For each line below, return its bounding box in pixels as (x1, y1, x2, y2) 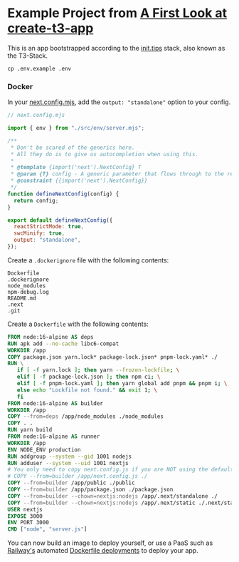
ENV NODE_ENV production (7, 446, 81, 454)
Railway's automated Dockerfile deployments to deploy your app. (7, 546, 198, 555)
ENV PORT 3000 (7, 519, 50, 526)
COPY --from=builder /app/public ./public (7, 479, 135, 486)
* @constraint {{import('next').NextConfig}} (10, 177, 148, 185)
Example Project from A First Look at (7, 5, 228, 21)
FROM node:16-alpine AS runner (7, 433, 100, 440)
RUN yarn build (7, 426, 53, 434)
